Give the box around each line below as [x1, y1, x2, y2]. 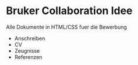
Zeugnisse [14, 47, 40, 54]
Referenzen [14, 53, 43, 60]
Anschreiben [14, 35, 45, 42]
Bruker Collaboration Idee [6, 4, 133, 18]
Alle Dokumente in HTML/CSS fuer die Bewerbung [6, 23, 127, 30]
